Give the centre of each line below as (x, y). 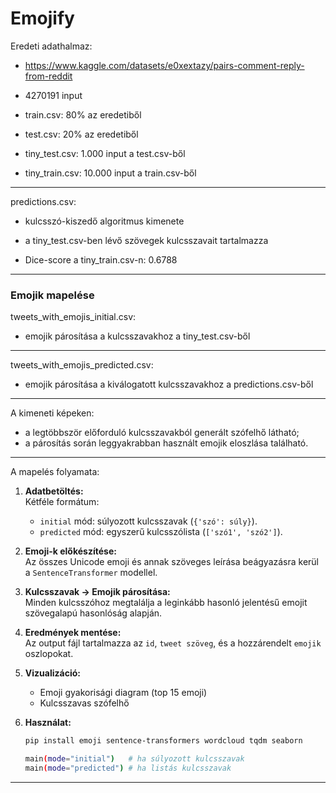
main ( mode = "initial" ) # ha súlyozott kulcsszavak (134, 759)
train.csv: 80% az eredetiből (83, 114)
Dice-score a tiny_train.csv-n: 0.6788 (101, 259)
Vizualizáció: (52, 673)
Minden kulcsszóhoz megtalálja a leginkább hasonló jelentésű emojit (166, 603)
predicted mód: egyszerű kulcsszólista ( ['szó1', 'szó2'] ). (161, 532)
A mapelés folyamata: (55, 472)
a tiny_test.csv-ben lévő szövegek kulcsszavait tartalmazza (146, 240)
